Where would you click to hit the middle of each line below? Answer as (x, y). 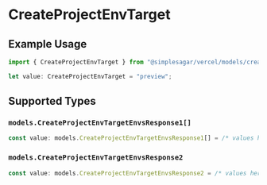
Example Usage (48, 44)
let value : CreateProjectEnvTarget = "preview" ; (90, 76)
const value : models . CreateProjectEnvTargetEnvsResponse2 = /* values (128, 173)
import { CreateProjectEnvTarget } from (76, 62)
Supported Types (52, 101)
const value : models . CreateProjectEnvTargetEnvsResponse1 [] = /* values (131, 138)
